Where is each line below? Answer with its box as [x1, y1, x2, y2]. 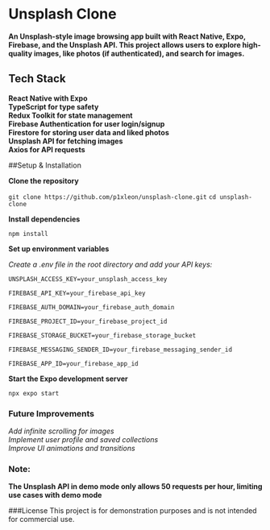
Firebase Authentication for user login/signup [8, 118, 165, 129]
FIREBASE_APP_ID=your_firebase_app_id [8, 359, 139, 367]
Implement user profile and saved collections [8, 435, 159, 445]
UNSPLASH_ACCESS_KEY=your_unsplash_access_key [8, 275, 168, 283]
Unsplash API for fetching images [8, 136, 123, 146]
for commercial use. [8, 515, 75, 524]
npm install [8, 230, 48, 238]
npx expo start [8, 389, 60, 397]
